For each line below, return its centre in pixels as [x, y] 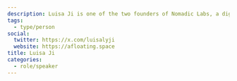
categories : [25, 60]
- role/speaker [36, 66]
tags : [15, 20]
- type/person [34, 27]
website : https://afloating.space [64, 46]
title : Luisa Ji [31, 54]
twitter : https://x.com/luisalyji [64, 40]
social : [19, 33]
